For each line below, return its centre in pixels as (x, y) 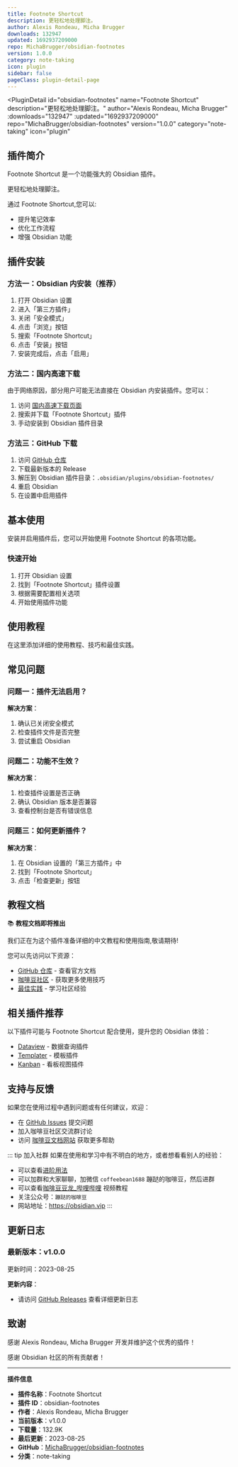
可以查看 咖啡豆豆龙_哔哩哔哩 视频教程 (73, 1188)
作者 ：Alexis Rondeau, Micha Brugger (73, 1412)
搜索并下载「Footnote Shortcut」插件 (72, 414)
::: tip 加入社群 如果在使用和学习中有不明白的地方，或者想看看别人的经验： (116, 1155)
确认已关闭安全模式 (46, 724)
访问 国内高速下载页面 (50, 406)
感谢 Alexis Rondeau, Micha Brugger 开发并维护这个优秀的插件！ (102, 1342)
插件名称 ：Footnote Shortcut (59, 1394)
